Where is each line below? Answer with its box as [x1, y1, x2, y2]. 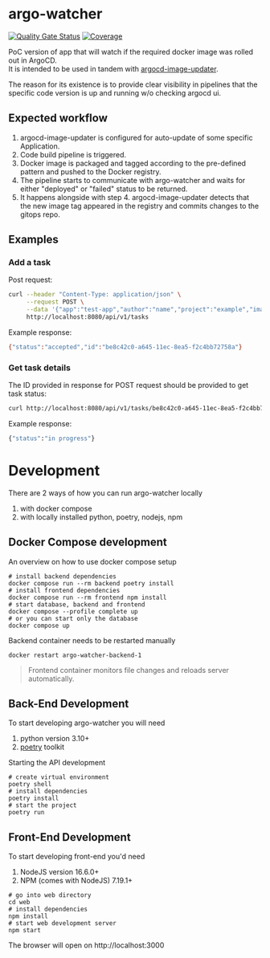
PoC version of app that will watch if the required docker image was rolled [8, 47, 254, 56]
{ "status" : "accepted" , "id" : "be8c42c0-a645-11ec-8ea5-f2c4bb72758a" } [8, 343, 243, 351]
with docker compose [19, 503, 92, 513]
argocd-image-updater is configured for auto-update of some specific [19, 132, 253, 142]
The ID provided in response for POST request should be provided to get [8, 381, 249, 390]
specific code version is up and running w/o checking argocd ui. [8, 88, 222, 97]
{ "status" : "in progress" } [8, 434, 95, 442]
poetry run [8, 809, 45, 817]
